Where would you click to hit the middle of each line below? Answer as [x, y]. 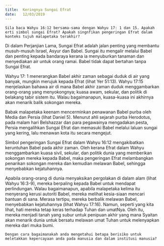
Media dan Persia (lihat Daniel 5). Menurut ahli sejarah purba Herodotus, [78, 117]
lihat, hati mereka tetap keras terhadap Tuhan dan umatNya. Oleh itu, [75, 210]
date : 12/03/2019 [25, 14]
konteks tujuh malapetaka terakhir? [42, 36]
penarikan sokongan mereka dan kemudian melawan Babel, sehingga [75, 163]
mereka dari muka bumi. [29, 225]
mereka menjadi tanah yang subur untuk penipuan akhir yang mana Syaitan [82, 214]
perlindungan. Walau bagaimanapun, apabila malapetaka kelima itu [73, 188]
